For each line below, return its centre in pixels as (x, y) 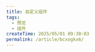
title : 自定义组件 (27, 12)
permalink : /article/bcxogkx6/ (45, 39)
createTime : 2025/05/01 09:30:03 (48, 34)
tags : (13, 17)
